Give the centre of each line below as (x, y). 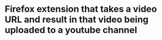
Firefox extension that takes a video (81, 9)
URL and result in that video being (77, 20)
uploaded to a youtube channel (71, 30)
